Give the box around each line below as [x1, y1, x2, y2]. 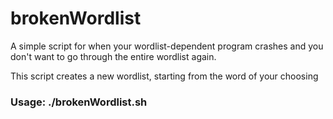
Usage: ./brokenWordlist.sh [10, 95, 148, 109]
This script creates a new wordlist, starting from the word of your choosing [10, 70, 319, 82]
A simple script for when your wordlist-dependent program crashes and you [10, 40, 324, 52]
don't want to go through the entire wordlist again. [10, 50, 217, 62]
